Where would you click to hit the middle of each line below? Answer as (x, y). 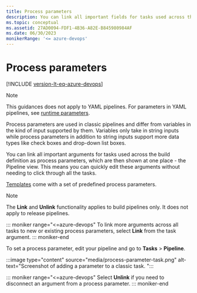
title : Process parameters (39, 11)
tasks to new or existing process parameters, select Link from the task (91, 231)
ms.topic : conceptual (33, 22)
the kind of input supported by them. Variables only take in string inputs (92, 130)
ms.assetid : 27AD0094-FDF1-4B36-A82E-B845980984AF (69, 28)
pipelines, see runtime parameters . (48, 113)
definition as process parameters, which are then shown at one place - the (96, 160)
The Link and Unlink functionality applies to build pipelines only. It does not (97, 207)
